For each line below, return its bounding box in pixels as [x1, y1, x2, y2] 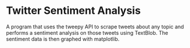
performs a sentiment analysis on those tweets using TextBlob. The [6, 29, 168, 36]
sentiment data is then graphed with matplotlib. [6, 35, 120, 42]
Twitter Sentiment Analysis [6, 4, 141, 17]
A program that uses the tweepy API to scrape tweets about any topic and [6, 23, 184, 30]
